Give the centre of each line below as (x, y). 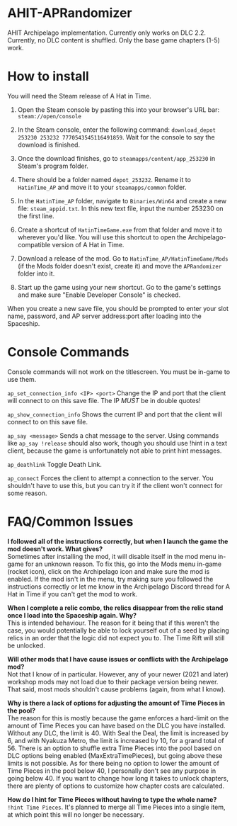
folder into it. (36, 273)
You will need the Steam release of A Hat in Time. (80, 96)
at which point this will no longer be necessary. (76, 814)
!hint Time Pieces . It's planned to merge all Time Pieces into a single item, (116, 807)
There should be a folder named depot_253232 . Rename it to (104, 179)
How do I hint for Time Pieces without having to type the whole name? (112, 799)
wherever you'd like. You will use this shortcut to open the (102, 237)
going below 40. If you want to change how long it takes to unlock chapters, (118, 778)
